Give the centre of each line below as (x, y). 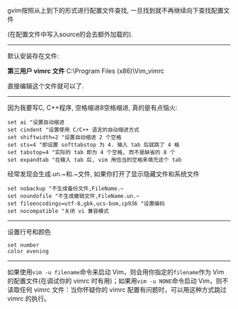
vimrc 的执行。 (29, 298)
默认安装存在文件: (33, 56)
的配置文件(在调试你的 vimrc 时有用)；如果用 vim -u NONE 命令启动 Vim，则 (115, 281)
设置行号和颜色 (29, 232)
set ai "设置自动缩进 (36, 122)
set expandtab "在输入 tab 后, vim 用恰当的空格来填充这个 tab (95, 160)
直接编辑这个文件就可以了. (46, 86)
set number (23, 245)
